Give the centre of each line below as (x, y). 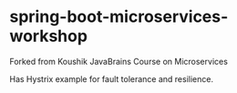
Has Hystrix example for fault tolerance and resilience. (112, 78)
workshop (49, 36)
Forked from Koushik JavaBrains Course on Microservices (118, 61)
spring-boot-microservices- (119, 17)
